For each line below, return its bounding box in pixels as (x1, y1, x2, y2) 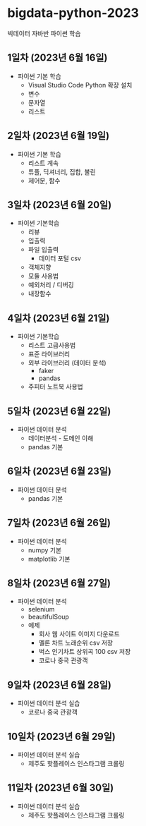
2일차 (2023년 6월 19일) (7, 130, 110, 142)
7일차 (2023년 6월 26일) (7, 517, 111, 529)
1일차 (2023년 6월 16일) (7, 51, 108, 64)
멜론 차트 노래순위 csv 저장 (38, 638, 114, 647)
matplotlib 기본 (28, 554, 71, 563)
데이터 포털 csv (38, 254, 81, 262)
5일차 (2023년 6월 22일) (7, 405, 111, 417)
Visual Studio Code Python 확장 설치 (28, 80, 133, 89)
